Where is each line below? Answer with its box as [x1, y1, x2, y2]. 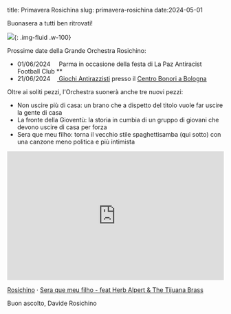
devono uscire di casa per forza [16, 123, 108, 131]
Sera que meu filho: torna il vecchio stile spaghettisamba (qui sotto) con [16, 131, 221, 138]
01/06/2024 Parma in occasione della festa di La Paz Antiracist [16, 60, 202, 68]
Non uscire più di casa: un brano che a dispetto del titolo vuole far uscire [16, 101, 223, 109]
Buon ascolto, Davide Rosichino [7, 299, 98, 307]
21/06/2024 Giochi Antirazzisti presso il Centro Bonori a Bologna [16, 75, 208, 82]
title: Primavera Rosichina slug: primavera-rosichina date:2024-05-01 [7, 6, 203, 14]
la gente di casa [16, 109, 63, 116]
